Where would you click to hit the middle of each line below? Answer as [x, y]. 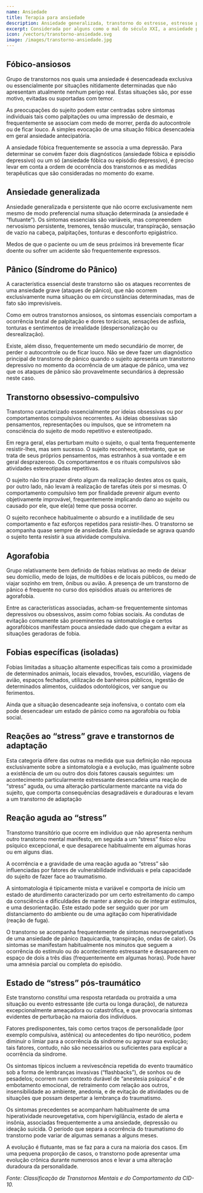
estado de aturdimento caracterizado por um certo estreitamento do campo [100, 894]
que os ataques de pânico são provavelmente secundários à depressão [95, 372]
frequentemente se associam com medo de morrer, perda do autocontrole [99, 123]
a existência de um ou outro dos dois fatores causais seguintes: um [90, 773]
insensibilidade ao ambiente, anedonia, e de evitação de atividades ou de [98, 1091]
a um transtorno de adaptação [44, 799]
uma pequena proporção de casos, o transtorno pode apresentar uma [93, 1154]
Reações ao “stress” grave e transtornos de [90, 736]
